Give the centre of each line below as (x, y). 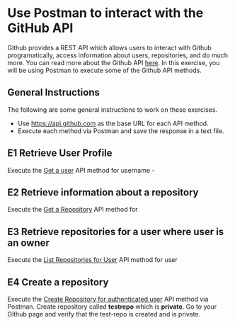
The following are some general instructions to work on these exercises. (113, 109)
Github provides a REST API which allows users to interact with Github (110, 47)
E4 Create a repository (58, 282)
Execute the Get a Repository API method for (73, 210)
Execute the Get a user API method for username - (81, 170)
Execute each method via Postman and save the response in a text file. (121, 131)
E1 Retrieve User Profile (60, 153)
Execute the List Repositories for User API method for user (93, 260)
